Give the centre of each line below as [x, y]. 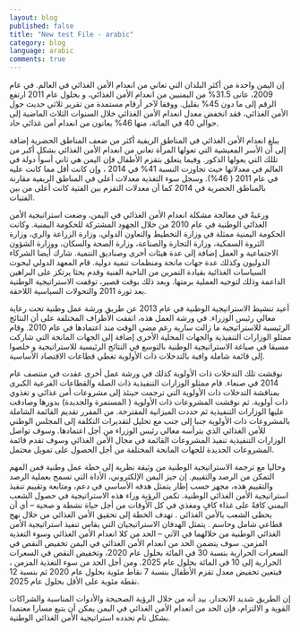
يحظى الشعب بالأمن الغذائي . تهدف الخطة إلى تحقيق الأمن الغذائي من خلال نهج [141, 515]
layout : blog [34, 17]
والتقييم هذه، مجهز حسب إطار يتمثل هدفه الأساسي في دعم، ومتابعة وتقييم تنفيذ [141, 486]
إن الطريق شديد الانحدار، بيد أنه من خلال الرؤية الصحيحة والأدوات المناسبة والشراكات [150, 598]
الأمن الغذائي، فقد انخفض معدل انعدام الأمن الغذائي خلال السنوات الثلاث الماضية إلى [149, 113]
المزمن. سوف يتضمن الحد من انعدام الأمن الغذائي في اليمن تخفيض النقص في [138, 543]
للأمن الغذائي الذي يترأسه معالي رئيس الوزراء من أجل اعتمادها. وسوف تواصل [137, 430]
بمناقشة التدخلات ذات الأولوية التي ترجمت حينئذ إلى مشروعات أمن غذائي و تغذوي [145, 392]
